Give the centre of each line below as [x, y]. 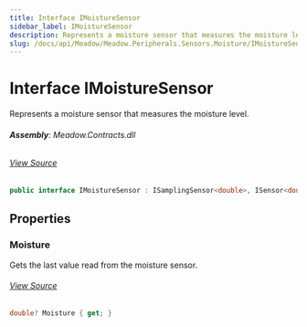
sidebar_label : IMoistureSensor [71, 26]
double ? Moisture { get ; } [61, 313]
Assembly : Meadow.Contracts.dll [73, 134]
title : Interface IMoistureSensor [75, 18]
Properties [40, 219]
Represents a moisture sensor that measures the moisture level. [129, 114]
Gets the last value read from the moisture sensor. [104, 265]
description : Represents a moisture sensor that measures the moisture [148, 35]
